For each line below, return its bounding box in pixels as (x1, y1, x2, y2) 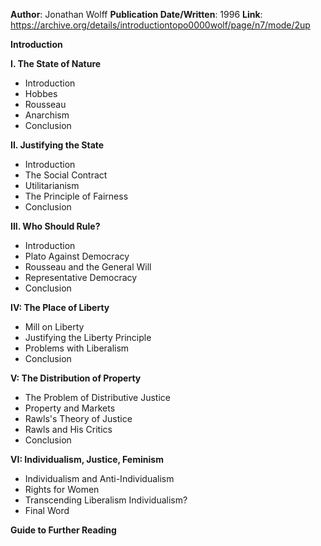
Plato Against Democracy (24, 250, 130, 262)
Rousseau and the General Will (24, 261, 152, 273)
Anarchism (24, 109, 70, 121)
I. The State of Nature (10, 58, 102, 69)
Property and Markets (24, 402, 116, 414)
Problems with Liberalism (24, 342, 130, 354)
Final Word (24, 505, 70, 516)
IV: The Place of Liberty (10, 302, 110, 313)
